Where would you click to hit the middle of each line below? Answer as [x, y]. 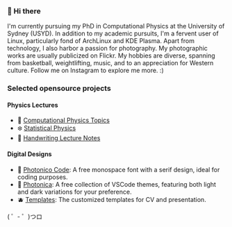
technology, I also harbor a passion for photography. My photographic [108, 49]
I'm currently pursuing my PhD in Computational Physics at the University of [116, 26]
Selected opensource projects [59, 88]
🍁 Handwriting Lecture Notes [59, 138]
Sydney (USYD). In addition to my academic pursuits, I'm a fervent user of [113, 33]
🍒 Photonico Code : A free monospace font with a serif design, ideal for [118, 169]
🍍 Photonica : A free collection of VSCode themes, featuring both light [117, 184]
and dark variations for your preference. [74, 192]
